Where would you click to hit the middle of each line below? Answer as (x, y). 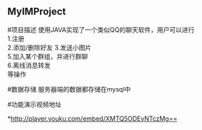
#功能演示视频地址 (35, 104)
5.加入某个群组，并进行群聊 (47, 56)
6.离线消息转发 (29, 65)
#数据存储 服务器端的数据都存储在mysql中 (69, 89)
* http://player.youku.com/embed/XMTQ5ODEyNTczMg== (92, 118)
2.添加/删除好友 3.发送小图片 (49, 47)
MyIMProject (37, 12)
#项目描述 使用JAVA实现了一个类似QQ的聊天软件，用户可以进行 (101, 29)
